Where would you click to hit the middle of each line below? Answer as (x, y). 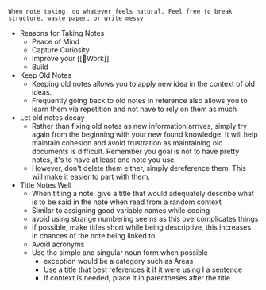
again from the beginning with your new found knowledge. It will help (145, 134)
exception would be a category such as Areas (118, 261)
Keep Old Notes (46, 75)
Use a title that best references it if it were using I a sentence (143, 269)
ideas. (42, 92)
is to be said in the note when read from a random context (127, 202)
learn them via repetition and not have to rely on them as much (134, 109)
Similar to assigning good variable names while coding (121, 210)
